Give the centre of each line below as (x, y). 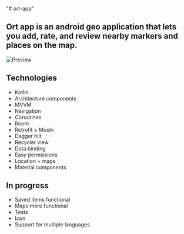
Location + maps (35, 161)
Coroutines (28, 117)
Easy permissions (36, 155)
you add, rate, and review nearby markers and (92, 36)
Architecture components (45, 98)
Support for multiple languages (52, 225)
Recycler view (31, 142)
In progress (27, 185)
